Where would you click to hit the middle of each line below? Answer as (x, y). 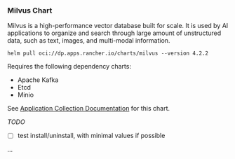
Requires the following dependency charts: (69, 67)
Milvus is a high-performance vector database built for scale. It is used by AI (118, 26)
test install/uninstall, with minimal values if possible (91, 136)
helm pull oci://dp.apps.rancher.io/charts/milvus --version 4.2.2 (108, 54)
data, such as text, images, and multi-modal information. (89, 41)
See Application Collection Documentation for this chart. (89, 109)
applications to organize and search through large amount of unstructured (114, 33)
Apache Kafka (38, 80)
